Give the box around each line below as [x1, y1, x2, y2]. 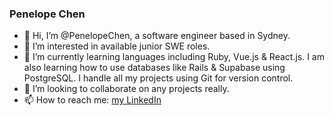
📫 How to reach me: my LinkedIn [23, 94, 162, 106]
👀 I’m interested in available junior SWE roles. [23, 40, 211, 52]
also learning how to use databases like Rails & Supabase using [23, 62, 286, 74]
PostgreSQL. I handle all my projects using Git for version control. [23, 72, 294, 84]
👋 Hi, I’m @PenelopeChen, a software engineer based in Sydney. [23, 30, 291, 42]
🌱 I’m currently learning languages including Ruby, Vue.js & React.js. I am [23, 51, 325, 63]
